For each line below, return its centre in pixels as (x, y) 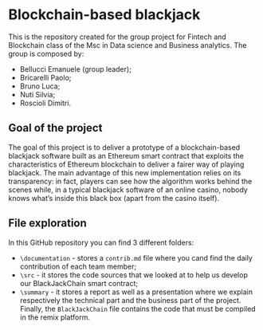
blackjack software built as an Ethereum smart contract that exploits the (126, 155)
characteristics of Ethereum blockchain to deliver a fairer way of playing (126, 164)
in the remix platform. (55, 317)
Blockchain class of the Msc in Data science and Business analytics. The (128, 45)
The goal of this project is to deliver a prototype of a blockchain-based (124, 147)
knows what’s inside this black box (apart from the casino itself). (114, 198)
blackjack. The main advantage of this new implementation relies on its (125, 172)
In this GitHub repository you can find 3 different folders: (101, 242)
